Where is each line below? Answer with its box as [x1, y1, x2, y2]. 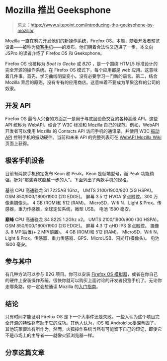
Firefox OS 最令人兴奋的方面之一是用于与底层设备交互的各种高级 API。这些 [5, 115, 158, 122]
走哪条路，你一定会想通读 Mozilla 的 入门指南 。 [5, 284, 101, 289]
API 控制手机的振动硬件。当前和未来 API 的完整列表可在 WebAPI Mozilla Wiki [5, 134, 162, 140]
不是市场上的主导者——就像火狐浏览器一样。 [5, 332, 97, 338]
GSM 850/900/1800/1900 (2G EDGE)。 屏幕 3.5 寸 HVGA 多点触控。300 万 [5, 193, 158, 199]
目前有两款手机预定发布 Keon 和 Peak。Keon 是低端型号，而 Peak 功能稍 [5, 170, 154, 176]
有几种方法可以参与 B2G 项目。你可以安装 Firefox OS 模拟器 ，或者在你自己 [5, 271, 158, 277]
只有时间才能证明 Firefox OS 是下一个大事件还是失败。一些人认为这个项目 [5, 314, 156, 320]
